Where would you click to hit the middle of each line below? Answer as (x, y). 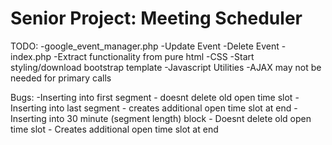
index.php (31, 56)
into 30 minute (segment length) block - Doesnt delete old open (180, 118)
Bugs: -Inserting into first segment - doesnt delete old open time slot (151, 97)
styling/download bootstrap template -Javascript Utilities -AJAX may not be (166, 67)
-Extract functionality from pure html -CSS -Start (154, 56)
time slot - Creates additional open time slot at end (114, 129)
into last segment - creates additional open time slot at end (170, 108)
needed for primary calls (61, 78)
